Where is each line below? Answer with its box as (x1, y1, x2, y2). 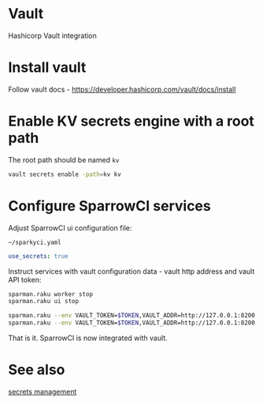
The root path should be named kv (8, 155, 120, 164)
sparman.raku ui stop (8, 297, 80, 305)
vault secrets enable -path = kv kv (8, 170, 122, 178)
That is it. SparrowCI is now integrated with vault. (8, 333, 168, 342)
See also (8, 361, 65, 379)
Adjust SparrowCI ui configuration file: (8, 223, 132, 233)
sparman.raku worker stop (8, 290, 93, 298)
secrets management (8, 387, 77, 396)
